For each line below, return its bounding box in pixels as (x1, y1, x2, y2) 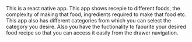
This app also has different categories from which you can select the (6, 17, 172, 24)
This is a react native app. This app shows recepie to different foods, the (6, 5, 180, 12)
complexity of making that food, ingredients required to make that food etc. (6, 11, 187, 18)
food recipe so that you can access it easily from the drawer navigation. (6, 29, 179, 36)
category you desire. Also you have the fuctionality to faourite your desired (6, 23, 187, 30)
